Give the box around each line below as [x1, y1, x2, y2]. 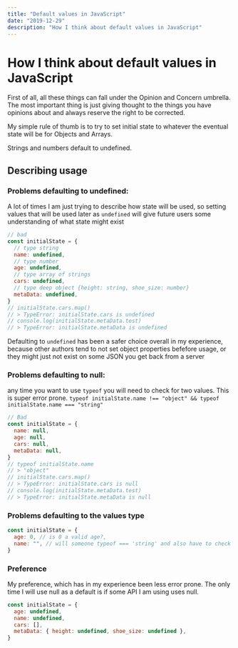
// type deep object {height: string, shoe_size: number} [14, 284, 190, 291]
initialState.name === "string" [7, 402, 103, 409]
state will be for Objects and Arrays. [7, 130, 113, 139]
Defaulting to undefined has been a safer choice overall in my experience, [7, 337, 223, 346]
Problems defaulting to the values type [7, 510, 145, 520]
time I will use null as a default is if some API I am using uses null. [7, 587, 200, 596]
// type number [14, 258, 59, 265]
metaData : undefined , [14, 291, 78, 298]
